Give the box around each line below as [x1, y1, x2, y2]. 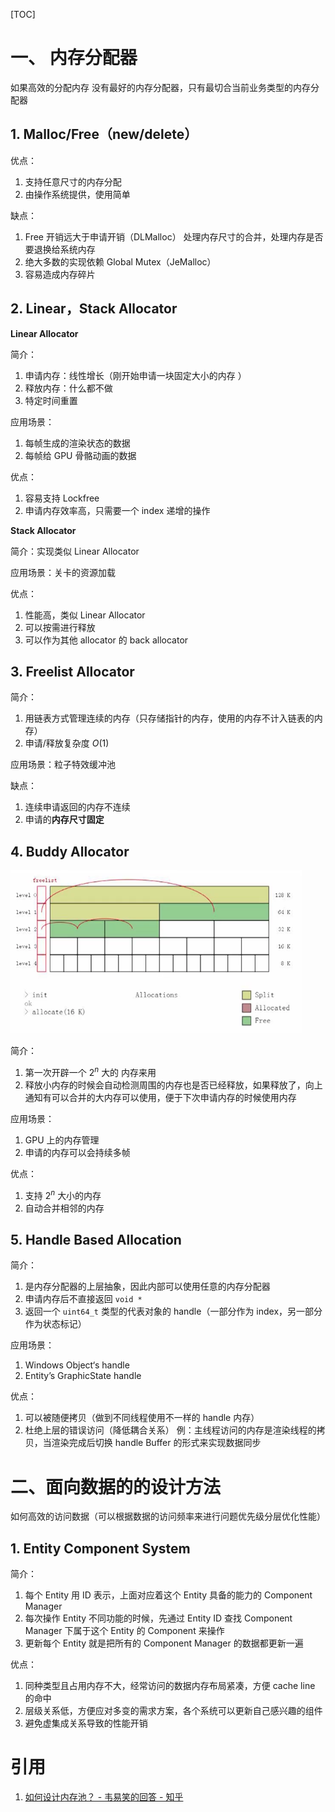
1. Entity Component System [10, 1540, 191, 1557]
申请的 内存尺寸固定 [24, 814, 105, 826]
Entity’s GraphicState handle [24, 1370, 142, 1382]
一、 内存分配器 [10, 47, 138, 69]
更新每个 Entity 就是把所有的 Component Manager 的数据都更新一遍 [24, 1637, 304, 1649]
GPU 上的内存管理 [24, 1134, 100, 1146]
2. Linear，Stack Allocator [10, 300, 178, 318]
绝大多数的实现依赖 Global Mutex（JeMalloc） [24, 255, 217, 268]
